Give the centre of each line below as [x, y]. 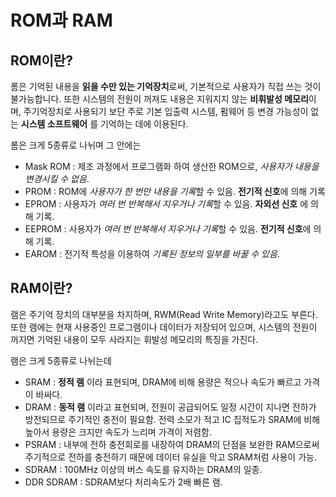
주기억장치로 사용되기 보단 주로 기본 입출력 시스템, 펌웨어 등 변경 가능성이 [166, 111]
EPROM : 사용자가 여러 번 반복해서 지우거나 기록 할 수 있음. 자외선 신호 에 [166, 204]
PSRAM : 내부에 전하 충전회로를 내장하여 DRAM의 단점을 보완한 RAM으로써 [172, 444]
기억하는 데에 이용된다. [144, 124]
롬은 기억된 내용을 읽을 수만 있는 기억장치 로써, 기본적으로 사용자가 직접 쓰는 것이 [166, 86]
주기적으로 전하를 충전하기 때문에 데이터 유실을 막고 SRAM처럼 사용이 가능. [170, 457]
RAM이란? [41, 288]
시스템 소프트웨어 [54, 124]
